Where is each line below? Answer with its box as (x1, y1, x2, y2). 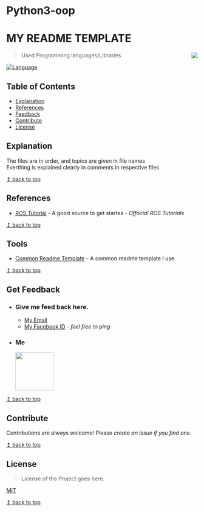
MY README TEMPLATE (6, 32, 132, 46)
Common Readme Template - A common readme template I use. (15, 255, 176, 262)
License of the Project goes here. (21, 475, 105, 482)
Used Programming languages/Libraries (21, 52, 121, 59)
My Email (24, 316, 47, 324)
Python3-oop (6, 4, 76, 18)
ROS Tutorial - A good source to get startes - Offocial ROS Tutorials (15, 209, 185, 216)
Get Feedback (6, 284, 61, 294)
